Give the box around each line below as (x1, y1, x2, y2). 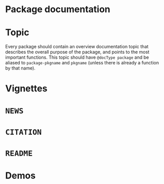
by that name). (5, 65, 35, 71)
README (5, 149, 33, 158)
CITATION (5, 127, 42, 137)
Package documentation (5, 4, 110, 15)
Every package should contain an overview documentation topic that (5, 44, 149, 50)
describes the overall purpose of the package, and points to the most (5, 49, 150, 55)
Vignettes (5, 83, 48, 94)
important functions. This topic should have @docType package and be (5, 54, 149, 60)
